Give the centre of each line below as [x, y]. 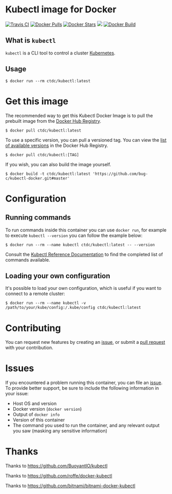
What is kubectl [31, 40]
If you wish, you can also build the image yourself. [58, 164]
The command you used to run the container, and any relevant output [86, 426]
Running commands [38, 218]
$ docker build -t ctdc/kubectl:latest [48, 174]
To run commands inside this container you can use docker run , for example [86, 230]
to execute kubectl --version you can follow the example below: [74, 235]
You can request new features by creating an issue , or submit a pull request [85, 342]
